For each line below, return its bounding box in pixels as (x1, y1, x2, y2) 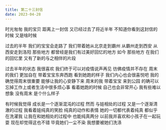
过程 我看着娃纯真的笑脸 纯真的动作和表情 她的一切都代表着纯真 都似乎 (13, 107, 158, 113)
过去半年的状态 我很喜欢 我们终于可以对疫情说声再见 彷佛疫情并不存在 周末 (5, 65, 158, 72)
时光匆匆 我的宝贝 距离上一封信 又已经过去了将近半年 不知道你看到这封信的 (5, 26, 158, 32)
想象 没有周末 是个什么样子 (5, 90, 60, 96)
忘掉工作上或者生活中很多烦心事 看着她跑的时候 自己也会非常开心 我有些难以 (5, 84, 161, 90)
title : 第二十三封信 (5, 7, 43, 12)
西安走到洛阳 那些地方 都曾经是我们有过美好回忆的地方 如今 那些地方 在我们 (5, 49, 159, 55)
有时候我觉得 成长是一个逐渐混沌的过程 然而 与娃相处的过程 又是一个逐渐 (5, 101, 154, 107)
